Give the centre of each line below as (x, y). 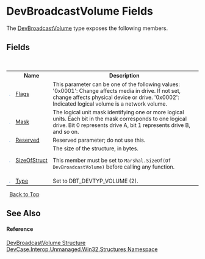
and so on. (66, 131)
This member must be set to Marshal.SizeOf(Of (112, 161)
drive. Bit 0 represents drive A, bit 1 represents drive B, (121, 125)
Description (124, 76)
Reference (20, 229)
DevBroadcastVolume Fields (80, 11)
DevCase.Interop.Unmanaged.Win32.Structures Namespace (82, 249)
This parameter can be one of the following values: (116, 84)
